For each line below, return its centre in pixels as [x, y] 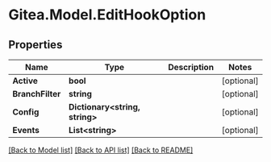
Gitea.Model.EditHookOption [107, 15]
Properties [35, 45]
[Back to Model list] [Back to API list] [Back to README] [101, 150]
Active [25, 81]
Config [26, 112]
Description [191, 67]
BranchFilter [37, 94]
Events [26, 130]
